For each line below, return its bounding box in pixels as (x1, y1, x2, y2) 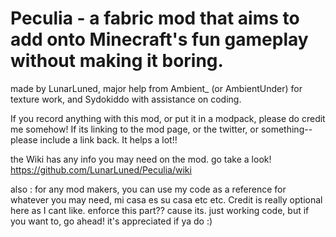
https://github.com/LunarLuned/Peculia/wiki (10, 163, 192, 176)
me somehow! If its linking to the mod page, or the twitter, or (10, 123, 259, 135)
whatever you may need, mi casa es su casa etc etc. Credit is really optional (10, 193, 323, 206)
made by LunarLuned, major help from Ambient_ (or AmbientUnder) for (10, 82, 303, 94)
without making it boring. (10, 50, 224, 72)
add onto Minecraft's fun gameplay (10, 28, 309, 51)
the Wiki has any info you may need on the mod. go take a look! (10, 153, 272, 165)
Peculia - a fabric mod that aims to (10, 7, 300, 30)
